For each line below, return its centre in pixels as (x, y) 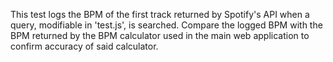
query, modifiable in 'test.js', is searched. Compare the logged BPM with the (166, 25)
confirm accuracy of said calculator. (84, 46)
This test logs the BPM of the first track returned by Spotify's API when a (160, 14)
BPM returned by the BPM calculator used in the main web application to (160, 35)
